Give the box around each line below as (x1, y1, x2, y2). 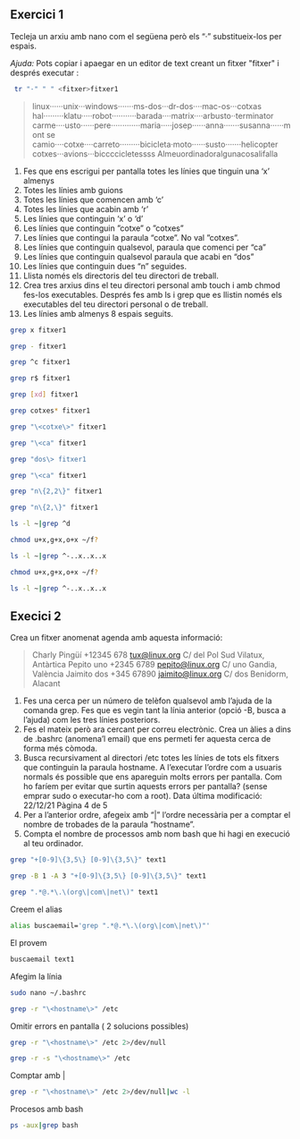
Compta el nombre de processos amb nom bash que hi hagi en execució (22, 829, 291, 839)
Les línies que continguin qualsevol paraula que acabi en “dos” (22, 251, 254, 262)
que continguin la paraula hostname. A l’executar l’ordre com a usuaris (22, 762, 282, 773)
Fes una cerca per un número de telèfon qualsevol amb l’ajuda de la (22, 695, 272, 706)
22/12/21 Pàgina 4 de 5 (22, 800, 108, 811)
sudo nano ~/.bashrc (10, 988, 87, 997)
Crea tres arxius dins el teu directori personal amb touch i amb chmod (22, 279, 280, 290)
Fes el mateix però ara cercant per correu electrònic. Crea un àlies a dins (22, 724, 292, 735)
